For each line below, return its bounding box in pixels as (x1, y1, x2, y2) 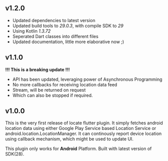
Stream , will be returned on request (12, 87, 86, 93)
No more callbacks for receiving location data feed (12, 81, 117, 87)
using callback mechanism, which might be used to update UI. (5, 136, 134, 142)
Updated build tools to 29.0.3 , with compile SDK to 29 (12, 23, 124, 29)
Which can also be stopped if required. (12, 92, 93, 98)
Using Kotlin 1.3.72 (12, 28, 51, 34)
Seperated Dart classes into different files (12, 33, 99, 39)
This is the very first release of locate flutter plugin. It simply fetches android (5, 120, 163, 126)
